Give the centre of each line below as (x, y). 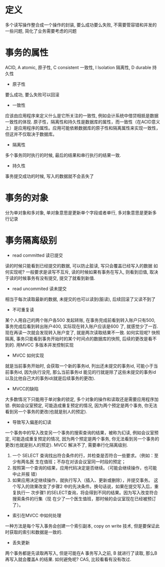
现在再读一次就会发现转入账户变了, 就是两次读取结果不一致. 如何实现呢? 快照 (83, 332)
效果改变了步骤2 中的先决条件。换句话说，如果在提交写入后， (92, 486)
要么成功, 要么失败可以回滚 (32, 94)
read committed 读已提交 (37, 255)
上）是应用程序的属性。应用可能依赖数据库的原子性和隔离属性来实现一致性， (83, 128)
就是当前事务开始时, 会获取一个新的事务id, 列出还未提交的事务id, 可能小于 (79, 366)
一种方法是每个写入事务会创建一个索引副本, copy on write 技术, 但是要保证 (80, 526)
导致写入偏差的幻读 (32, 422)
